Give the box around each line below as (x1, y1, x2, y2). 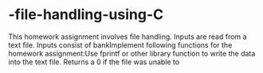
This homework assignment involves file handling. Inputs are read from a (8, 32, 247, 41)
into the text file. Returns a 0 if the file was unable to (8, 57, 180, 67)
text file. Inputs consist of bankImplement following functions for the (8, 40, 233, 49)
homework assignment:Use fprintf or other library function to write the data (8, 48, 256, 58)
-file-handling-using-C (8, 6, 164, 24)
